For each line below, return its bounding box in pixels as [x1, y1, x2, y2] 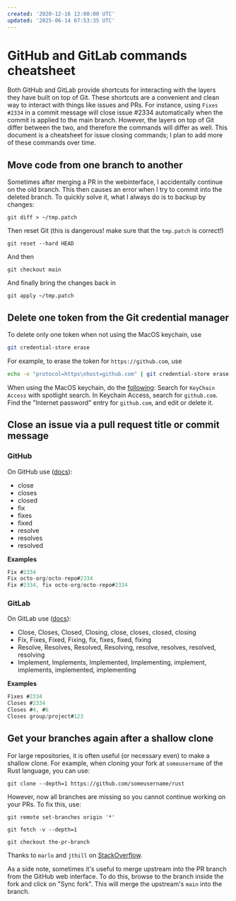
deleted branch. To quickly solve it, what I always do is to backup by [7, 193, 206, 202]
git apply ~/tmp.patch [7, 292, 74, 299]
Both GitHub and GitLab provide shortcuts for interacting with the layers [7, 86, 216, 94]
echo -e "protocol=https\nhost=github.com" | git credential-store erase [7, 370, 230, 377]
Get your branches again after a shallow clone [7, 733, 214, 745]
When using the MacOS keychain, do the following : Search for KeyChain [7, 383, 216, 391]
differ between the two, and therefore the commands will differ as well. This [7, 123, 228, 132]
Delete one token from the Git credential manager [7, 311, 230, 323]
